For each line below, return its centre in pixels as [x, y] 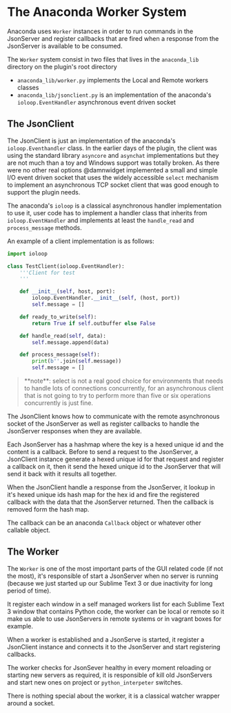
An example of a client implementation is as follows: [81, 241]
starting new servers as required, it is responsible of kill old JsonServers [110, 675]
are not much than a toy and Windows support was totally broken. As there [113, 163]
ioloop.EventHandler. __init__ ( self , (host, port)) [106, 298]
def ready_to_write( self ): [58, 317]
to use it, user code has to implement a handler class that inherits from [108, 213]
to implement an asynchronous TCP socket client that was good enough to [113, 185]
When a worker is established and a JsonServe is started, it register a [106, 639]
